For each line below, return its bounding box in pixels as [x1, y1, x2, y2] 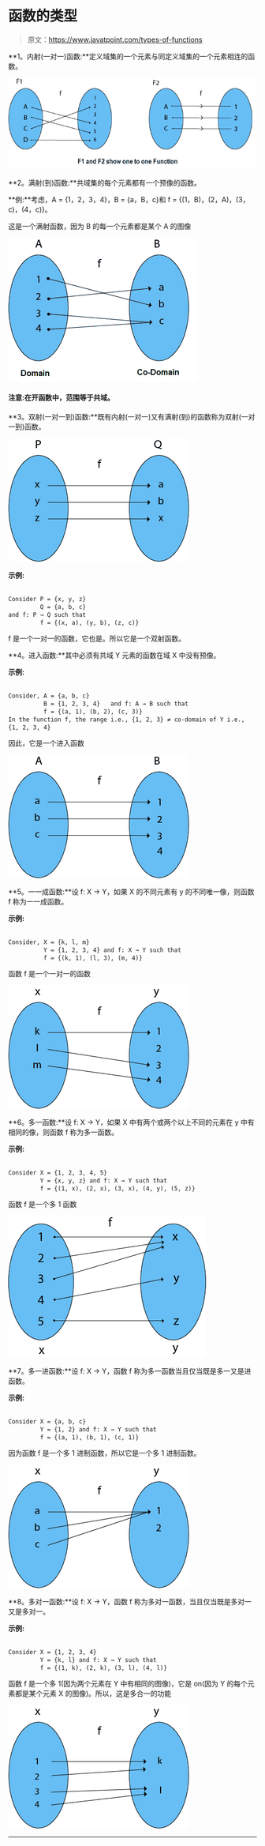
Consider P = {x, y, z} [8, 595, 87, 603]
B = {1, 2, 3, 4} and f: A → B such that [43, 700, 189, 708]
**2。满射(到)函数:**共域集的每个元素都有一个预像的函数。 [8, 178, 201, 187]
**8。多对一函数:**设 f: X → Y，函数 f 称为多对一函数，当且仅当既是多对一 [8, 1596, 252, 1606]
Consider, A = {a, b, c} [8, 692, 90, 700]
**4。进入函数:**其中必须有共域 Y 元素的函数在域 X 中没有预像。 [8, 650, 221, 660]
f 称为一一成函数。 [8, 897, 69, 906]
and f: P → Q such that [8, 611, 87, 618]
